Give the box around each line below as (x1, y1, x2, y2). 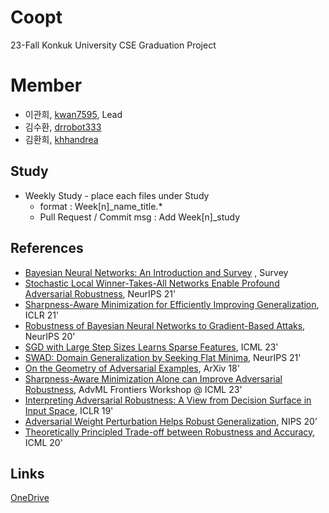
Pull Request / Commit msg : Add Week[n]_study (39, 211, 241, 223)
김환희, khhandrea (24, 133, 99, 145)
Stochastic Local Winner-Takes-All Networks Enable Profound (24, 277, 280, 289)
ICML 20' (24, 436, 63, 448)
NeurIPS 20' (24, 330, 76, 342)
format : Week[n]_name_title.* (39, 200, 163, 212)
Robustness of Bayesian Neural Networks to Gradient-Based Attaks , (24, 319, 306, 331)
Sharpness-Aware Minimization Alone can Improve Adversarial (24, 372, 283, 385)
